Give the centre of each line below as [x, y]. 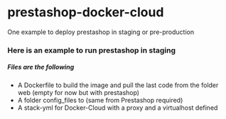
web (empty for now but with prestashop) [79, 92]
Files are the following [41, 67]
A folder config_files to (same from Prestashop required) [100, 100]
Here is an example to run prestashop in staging [92, 50]
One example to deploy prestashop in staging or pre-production [101, 32]
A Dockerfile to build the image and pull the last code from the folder [118, 85]
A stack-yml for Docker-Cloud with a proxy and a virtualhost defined [118, 108]
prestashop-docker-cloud [86, 12]
